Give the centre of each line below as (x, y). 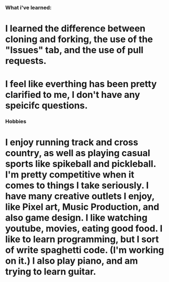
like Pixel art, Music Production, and (82, 207)
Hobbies (16, 122)
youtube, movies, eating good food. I (84, 228)
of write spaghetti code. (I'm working (85, 250)
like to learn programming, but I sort (82, 239)
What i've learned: (28, 8)
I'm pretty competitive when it (70, 175)
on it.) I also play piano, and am (72, 261)
